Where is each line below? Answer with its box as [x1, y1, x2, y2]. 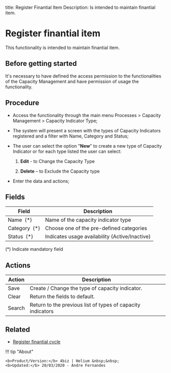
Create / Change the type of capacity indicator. [30, 285, 142, 292]
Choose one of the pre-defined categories [45, 225, 148, 232]
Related [5, 325, 31, 334]
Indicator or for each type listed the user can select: [12, 148, 122, 154]
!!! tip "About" [5, 348, 34, 355]
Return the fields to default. [30, 293, 95, 300]
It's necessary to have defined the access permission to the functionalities [5, 73, 161, 79]
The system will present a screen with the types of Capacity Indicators [12, 127, 161, 133]
